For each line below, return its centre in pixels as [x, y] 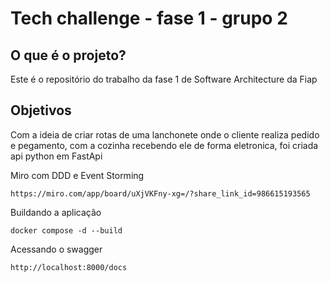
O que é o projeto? [68, 55]
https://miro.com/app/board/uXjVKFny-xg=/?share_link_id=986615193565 [160, 193]
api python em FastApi [56, 156]
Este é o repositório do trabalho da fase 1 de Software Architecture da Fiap [164, 79]
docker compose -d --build [66, 230]
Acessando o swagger [56, 249]
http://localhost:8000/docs [69, 267]
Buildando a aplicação [56, 212]
